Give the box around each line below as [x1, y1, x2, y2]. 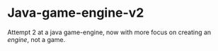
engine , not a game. [7, 35, 66, 43]
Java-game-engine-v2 [7, 5, 144, 21]
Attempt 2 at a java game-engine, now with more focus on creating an [7, 28, 212, 36]
